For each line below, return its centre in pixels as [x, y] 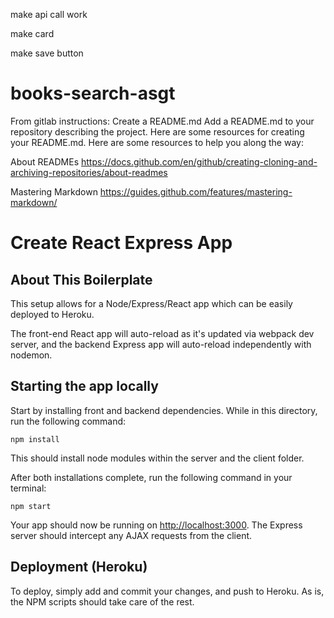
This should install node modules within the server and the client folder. [157, 458]
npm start [31, 506]
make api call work [49, 14]
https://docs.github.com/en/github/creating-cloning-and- [199, 161]
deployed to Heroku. [52, 314]
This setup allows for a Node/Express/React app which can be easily [151, 303]
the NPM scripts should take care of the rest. [102, 601]
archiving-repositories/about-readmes [89, 172]
